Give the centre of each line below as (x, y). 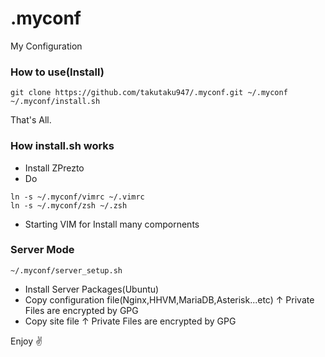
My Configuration (46, 46)
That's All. (31, 120)
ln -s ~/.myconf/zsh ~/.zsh (69, 205)
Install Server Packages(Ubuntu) (92, 289)
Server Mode (42, 250)
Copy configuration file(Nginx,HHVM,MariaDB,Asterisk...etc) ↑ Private (169, 299)
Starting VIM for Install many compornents (112, 224)
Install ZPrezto (54, 168)
